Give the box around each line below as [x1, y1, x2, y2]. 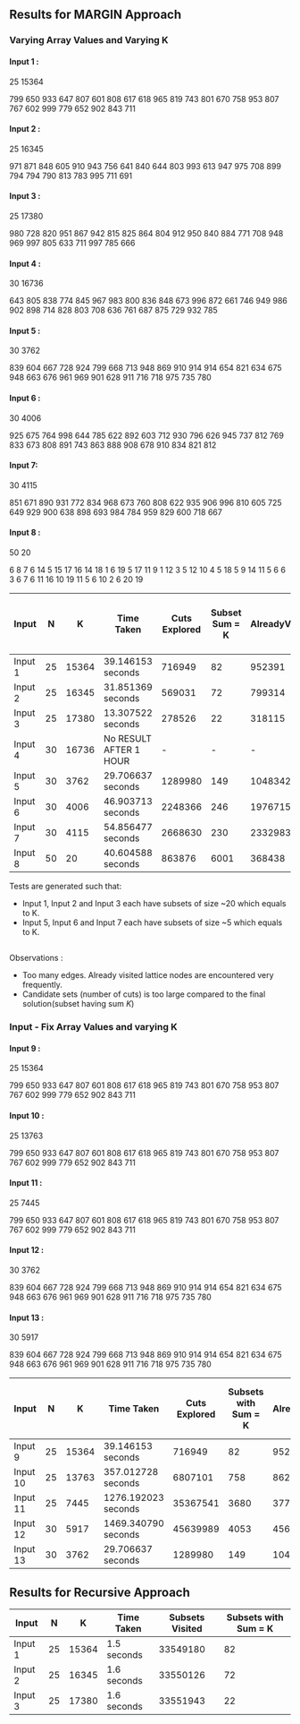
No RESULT [103, 732, 152, 744]
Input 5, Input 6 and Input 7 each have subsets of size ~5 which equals [21, 917, 283, 928]
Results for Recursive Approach [9, 1584, 190, 1600]
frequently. [21, 980, 62, 991]
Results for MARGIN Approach [9, 7, 182, 22]
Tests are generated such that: [9, 880, 122, 891]
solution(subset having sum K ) [21, 999, 135, 1009]
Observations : [9, 953, 63, 964]
